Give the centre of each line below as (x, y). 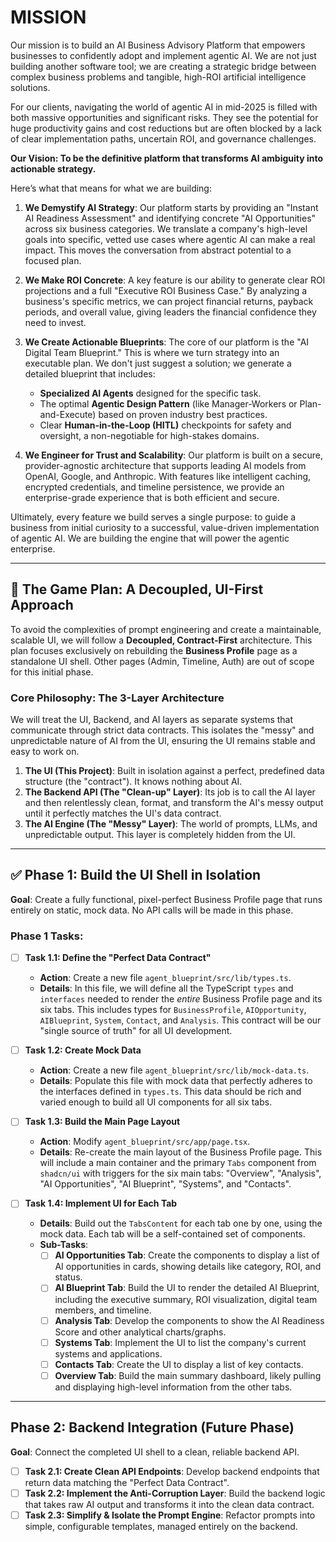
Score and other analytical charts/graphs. (140, 1332)
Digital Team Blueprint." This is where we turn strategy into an (152, 352)
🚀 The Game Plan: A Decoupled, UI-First (137, 589)
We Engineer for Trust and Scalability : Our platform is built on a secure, (173, 455)
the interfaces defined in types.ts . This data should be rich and (170, 1092)
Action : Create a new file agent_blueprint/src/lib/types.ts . (165, 978)
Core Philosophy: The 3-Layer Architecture (117, 698)
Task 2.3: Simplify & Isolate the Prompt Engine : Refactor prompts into (170, 1515)
